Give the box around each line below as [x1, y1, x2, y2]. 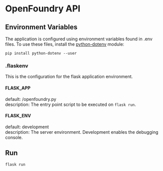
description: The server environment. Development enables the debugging [5, 129, 159, 135]
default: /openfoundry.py [5, 96, 56, 102]
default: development [5, 124, 49, 130]
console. [5, 134, 23, 140]
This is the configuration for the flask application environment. [5, 74, 133, 80]
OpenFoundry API [5, 3, 81, 14]
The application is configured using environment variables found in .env [5, 36, 153, 42]
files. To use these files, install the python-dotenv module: [5, 41, 125, 47]
